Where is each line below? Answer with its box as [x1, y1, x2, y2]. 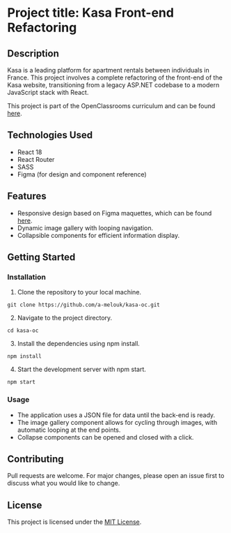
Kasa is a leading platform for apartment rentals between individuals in [7, 66, 210, 74]
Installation [7, 272, 47, 282]
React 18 [17, 148, 42, 156]
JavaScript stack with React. [7, 89, 89, 96]
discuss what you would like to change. [7, 479, 120, 488]
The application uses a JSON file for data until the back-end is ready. [17, 410, 216, 419]
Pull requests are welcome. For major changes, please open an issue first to [7, 472, 225, 480]
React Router [17, 155, 55, 163]
